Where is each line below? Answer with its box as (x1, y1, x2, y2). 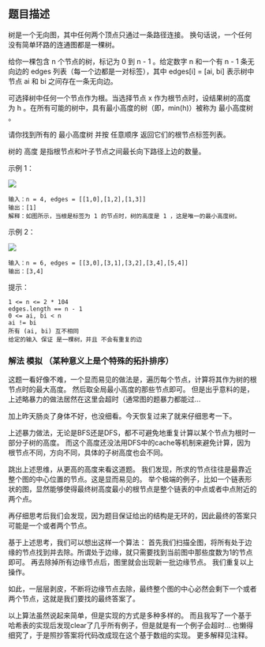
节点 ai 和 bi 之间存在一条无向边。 (8, 76, 118, 85)
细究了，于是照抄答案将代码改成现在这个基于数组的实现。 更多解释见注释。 (8, 630, 252, 640)
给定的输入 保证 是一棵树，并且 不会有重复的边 (8, 335, 143, 344)
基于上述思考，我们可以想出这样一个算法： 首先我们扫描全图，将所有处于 (8, 538, 245, 547)
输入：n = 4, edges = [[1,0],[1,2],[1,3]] (8, 195, 147, 203)
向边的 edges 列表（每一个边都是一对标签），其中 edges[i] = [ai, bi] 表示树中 (8, 66, 255, 76)
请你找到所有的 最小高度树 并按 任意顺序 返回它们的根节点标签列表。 (8, 130, 230, 139)
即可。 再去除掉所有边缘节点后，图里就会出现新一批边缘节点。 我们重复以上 (8, 558, 254, 567)
